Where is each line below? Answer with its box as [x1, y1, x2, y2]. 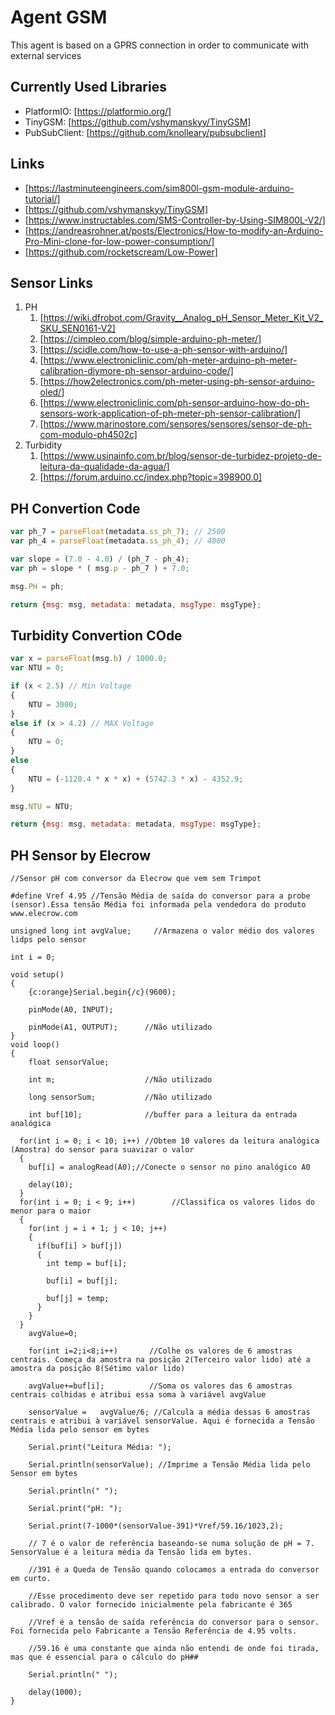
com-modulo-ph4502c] [39, 429, 138, 441]
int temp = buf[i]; [46, 1259, 128, 1269]
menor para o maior [10, 1206, 92, 1216]
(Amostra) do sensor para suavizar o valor [10, 1145, 195, 1155]
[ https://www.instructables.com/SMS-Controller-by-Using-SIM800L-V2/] [24, 214, 326, 226]
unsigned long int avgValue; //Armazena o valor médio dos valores [10, 926, 315, 936]
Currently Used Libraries [10, 79, 167, 96]
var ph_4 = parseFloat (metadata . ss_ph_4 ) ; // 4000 [10, 536, 226, 546]
